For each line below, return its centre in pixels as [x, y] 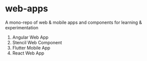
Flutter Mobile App [31, 48]
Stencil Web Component [37, 42]
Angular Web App [30, 37]
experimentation [22, 27]
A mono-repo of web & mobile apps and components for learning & [73, 22]
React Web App [28, 53]
